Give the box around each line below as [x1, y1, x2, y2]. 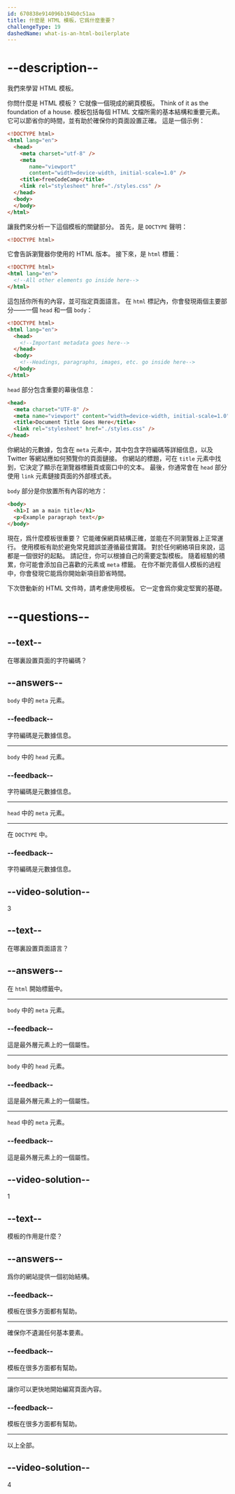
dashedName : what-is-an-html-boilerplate [7, 29, 130, 37]
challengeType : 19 [7, 23, 61, 30]
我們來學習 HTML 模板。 [7, 84, 78, 93]
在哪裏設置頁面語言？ [7, 944, 69, 952]
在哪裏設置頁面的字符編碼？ [7, 656, 87, 665]
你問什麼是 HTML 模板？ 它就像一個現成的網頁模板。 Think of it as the [7, 99, 208, 107]
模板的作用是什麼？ [7, 1232, 63, 1241]
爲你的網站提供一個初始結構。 [7, 1272, 93, 1281]
